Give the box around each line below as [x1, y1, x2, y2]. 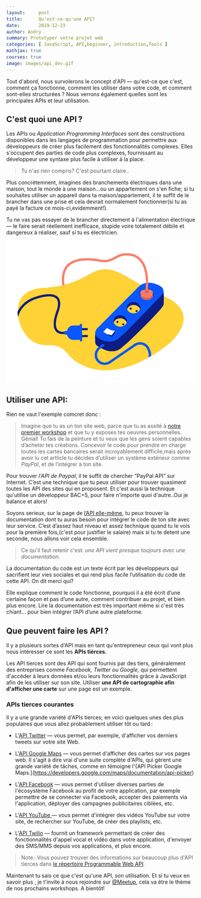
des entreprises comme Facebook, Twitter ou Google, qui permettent [6, 666, 178, 673]
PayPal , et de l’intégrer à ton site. [20, 460, 103, 468]
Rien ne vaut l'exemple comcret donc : [6, 411, 101, 418]
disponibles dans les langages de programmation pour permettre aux [6, 136, 177, 144]
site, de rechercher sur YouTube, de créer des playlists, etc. [14, 818, 163, 825]
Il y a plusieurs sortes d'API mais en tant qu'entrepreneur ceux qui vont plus [6, 642, 193, 649]
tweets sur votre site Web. [14, 738, 80, 745]
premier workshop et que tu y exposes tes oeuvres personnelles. [20, 429, 182, 436]
